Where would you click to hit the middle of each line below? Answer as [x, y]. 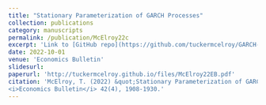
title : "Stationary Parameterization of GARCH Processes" [106, 15]
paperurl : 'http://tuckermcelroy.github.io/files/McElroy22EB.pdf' [122, 74]
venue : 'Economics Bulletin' [56, 60]
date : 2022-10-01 [37, 52]
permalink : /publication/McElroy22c [68, 37]
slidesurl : [26, 67]
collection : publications [51, 23]
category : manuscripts [46, 30]
